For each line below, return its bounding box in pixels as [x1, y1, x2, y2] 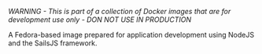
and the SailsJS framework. [8, 38, 98, 48]
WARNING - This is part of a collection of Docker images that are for [8, 7, 231, 16]
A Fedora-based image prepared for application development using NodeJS [8, 31, 254, 39]
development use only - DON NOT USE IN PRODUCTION [8, 15, 192, 24]
